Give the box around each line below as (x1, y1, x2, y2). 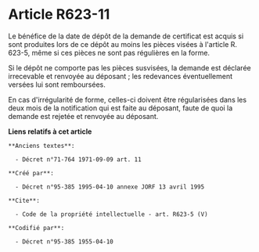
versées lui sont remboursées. (8, 80, 106, 89)
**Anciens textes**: (8, 142, 76, 149)
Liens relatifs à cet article (8, 127, 92, 136)
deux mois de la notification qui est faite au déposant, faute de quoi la (8, 103, 233, 113)
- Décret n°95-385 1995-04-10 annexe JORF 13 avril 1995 (15, 182, 205, 191)
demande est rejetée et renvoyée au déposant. (8, 111, 159, 121)
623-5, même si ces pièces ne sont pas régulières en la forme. (8, 48, 210, 57)
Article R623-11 (8, 5, 110, 23)
